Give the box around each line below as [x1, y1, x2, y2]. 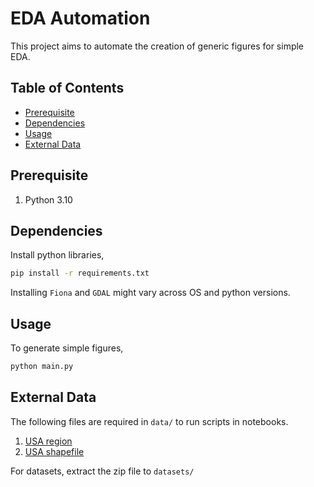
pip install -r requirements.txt [10, 268, 150, 279]
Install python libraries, [10, 249, 105, 261]
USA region [24, 435, 73, 447]
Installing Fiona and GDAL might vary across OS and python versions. [10, 287, 291, 299]
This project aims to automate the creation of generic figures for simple [10, 40, 305, 52]
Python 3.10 [24, 193, 73, 206]
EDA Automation [10, 7, 151, 30]
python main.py [10, 362, 74, 372]
